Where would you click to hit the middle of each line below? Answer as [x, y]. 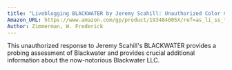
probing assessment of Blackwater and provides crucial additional [101, 53]
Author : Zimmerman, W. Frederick [55, 26]
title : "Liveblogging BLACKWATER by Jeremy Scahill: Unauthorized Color [114, 13]
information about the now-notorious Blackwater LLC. [84, 60]
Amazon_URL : [24, 20]
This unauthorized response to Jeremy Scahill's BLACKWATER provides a [112, 46]
